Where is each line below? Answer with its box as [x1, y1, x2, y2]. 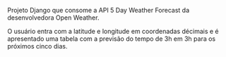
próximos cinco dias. [7, 42, 68, 50]
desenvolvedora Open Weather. [7, 13, 100, 22]
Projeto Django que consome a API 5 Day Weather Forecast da [7, 6, 190, 14]
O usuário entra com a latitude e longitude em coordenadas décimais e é [7, 27, 219, 35]
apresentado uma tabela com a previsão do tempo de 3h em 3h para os [7, 34, 216, 43]
